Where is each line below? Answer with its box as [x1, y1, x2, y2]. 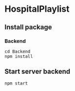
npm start [4, 80, 28, 86]
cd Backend [4, 48, 31, 54]
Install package [4, 23, 52, 31]
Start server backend [4, 68, 71, 76]
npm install [4, 53, 33, 59]
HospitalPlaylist [4, 3, 70, 15]
